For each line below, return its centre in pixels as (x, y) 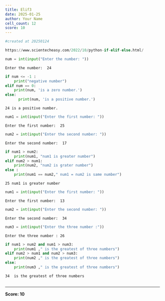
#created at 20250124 (27, 41)
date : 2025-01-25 (23, 14)
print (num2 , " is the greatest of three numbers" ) (67, 258)
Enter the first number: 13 (35, 201)
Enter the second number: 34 (36, 218)
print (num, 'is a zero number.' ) (48, 90)
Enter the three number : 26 (35, 236)
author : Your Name (24, 19)
